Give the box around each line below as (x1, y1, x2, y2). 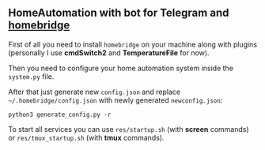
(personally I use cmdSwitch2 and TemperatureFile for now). (8, 47, 210, 58)
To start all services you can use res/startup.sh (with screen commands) (8, 124, 249, 133)
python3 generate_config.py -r (8, 111, 112, 118)
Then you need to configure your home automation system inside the (8, 63, 233, 73)
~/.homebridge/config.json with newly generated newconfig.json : (8, 95, 223, 105)
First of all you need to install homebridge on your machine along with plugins (8, 39, 258, 49)
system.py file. (8, 71, 55, 81)
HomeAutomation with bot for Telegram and (8, 6, 229, 20)
